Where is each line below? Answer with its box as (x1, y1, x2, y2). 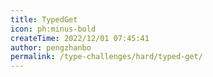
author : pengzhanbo (10, 42, 92, 53)
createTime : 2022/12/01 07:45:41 (10, 33, 150, 43)
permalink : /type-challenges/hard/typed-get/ (10, 52, 203, 62)
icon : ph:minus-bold (10, 24, 97, 34)
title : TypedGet (10, 14, 78, 25)
